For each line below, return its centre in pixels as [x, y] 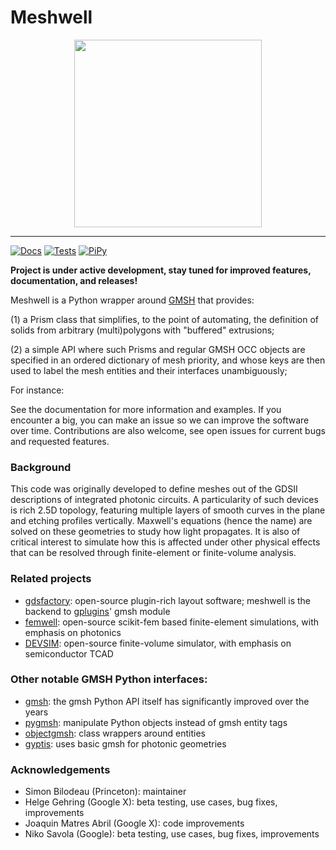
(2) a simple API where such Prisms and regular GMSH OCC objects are [158, 349]
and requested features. [60, 441]
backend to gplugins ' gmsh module [97, 611]
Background [41, 467]
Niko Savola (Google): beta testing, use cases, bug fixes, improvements [172, 834]
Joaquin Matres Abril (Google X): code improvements [134, 823]
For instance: [37, 390]
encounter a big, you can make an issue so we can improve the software [160, 420]
